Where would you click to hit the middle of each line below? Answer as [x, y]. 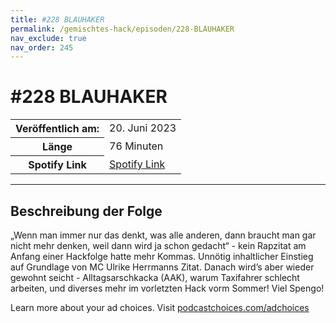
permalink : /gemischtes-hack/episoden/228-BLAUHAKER [122, 29]
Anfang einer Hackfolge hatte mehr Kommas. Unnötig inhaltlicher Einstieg [162, 256]
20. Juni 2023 [143, 128]
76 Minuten [136, 146]
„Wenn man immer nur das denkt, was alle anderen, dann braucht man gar [163, 235]
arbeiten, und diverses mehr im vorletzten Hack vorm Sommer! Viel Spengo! [167, 288]
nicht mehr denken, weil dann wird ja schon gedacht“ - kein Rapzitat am [158, 245]
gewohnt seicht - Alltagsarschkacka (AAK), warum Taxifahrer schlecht [155, 277]
